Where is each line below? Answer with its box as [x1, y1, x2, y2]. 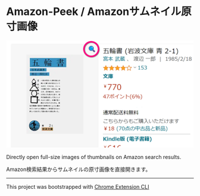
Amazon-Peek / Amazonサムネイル [6, 5, 182, 18]
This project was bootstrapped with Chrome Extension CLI [6, 183, 149, 190]
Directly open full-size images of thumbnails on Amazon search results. [6, 153, 182, 160]
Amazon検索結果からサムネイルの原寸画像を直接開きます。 [6, 166, 151, 173]
